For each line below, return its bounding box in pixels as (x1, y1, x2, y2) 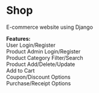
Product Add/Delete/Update (6, 61, 76, 68)
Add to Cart (6, 67, 35, 74)
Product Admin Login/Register (6, 47, 81, 55)
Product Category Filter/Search (6, 54, 83, 61)
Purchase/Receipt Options (6, 79, 71, 87)
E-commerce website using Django (6, 23, 93, 31)
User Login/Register (6, 41, 56, 49)
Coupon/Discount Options (6, 73, 71, 80)
